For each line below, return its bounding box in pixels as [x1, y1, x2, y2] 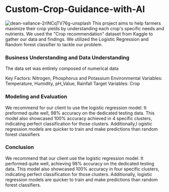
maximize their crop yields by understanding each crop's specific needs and [5, 25, 164, 31]
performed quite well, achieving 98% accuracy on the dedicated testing [5, 160, 155, 166]
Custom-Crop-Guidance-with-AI [5, 4, 145, 15]
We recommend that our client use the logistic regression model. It [5, 155, 144, 161]
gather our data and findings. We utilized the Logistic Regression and [5, 36, 149, 42]
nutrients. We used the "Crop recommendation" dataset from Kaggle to [5, 31, 153, 37]
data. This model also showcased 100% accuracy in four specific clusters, [5, 166, 160, 172]
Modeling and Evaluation [5, 93, 68, 100]
